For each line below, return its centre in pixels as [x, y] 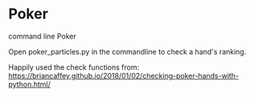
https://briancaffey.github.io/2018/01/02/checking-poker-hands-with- [124, 75]
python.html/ [29, 84]
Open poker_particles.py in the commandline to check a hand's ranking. [127, 51]
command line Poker [42, 36]
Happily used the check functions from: [74, 67]
